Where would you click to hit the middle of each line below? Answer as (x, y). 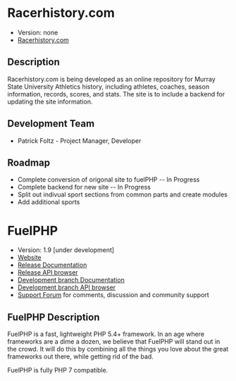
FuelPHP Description (54, 317)
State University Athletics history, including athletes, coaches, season (108, 87)
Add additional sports (49, 202)
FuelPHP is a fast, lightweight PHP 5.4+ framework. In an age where (106, 334)
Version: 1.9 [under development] (66, 250)
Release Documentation (52, 265)
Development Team (51, 124)
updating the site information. (50, 101)
